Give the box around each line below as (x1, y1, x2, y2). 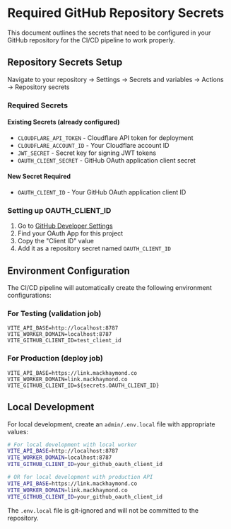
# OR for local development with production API (7, 474, 153, 481)
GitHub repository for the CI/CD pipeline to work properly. (7, 35, 175, 44)
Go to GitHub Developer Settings (17, 221, 113, 231)
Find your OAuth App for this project (17, 229, 124, 238)
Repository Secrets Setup (7, 57, 123, 69)
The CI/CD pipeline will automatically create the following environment (7, 284, 212, 292)
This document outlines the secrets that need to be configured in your (7, 28, 211, 37)
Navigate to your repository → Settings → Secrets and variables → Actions (7, 75, 224, 83)
